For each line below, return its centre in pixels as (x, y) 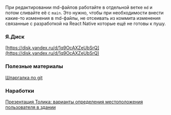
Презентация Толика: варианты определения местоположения (74, 102)
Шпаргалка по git (24, 77)
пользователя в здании (31, 107)
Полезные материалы (34, 67)
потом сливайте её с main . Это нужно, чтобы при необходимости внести (84, 13)
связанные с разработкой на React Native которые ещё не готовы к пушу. (86, 23)
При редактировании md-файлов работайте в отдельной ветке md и (79, 7)
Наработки (20, 91)
